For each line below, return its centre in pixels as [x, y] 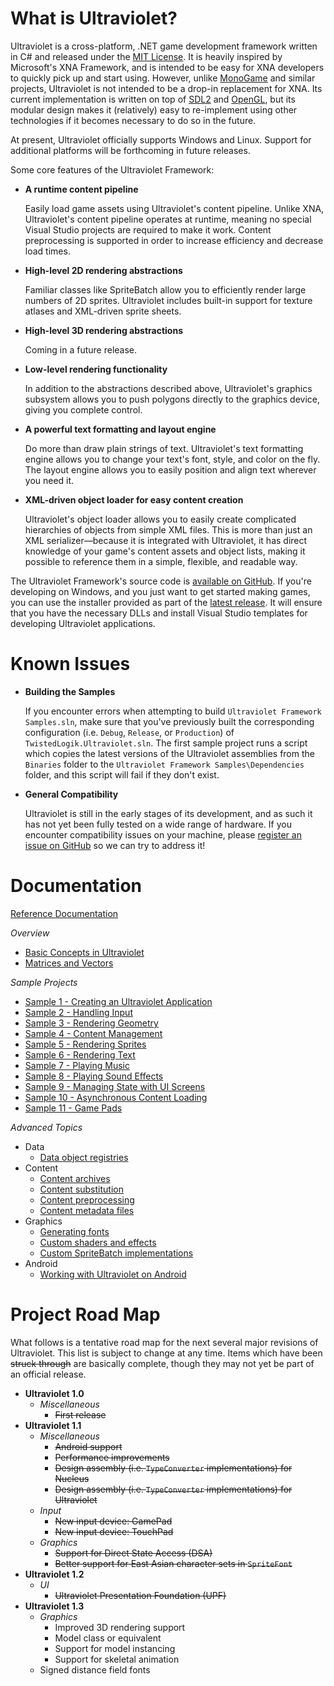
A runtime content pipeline [81, 189]
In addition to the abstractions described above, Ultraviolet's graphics [168, 388]
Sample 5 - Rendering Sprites [85, 1044]
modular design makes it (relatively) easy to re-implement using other [154, 109]
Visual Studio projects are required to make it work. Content [148, 229]
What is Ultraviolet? [94, 18]
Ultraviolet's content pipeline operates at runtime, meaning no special [168, 219]
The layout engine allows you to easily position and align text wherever [170, 469]
